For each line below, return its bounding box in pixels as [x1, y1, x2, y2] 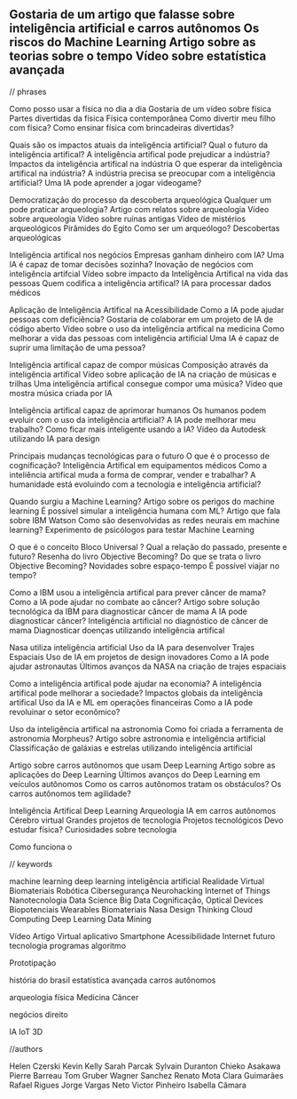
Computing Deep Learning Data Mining [9, 913, 152, 924]
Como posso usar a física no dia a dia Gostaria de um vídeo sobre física [9, 103, 272, 114]
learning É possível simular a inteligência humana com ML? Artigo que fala [9, 506, 281, 516]
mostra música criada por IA [9, 387, 113, 398]
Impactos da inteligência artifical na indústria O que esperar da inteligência [9, 158, 283, 169]
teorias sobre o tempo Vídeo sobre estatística [9, 49, 267, 64]
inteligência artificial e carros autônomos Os [9, 21, 260, 36]
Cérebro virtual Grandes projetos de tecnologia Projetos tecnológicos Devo [9, 815, 284, 825]
